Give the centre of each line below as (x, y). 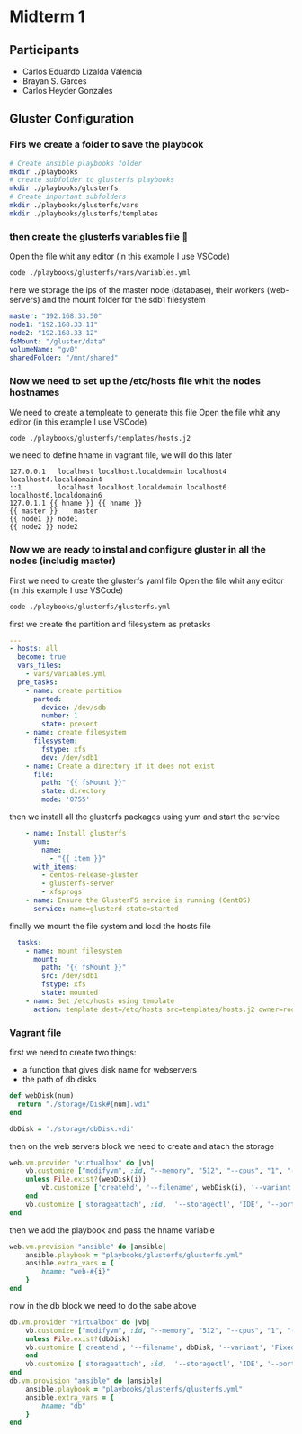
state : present (70, 724)
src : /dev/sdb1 (70, 976)
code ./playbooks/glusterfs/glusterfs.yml (90, 607)
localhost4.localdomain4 (56, 480)
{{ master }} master (54, 511)
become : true (42, 657)
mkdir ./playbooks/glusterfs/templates (84, 214)
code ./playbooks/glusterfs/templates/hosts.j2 (100, 438)
